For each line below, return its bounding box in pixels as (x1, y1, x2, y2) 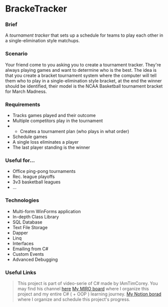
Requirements (5, 101, 41, 108)
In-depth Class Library (12, 214, 59, 220)
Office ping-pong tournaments (12, 168, 76, 174)
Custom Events (12, 251, 44, 257)
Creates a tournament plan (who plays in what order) (20, 129, 129, 135)
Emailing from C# (12, 246, 49, 252)
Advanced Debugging (12, 256, 58, 262)
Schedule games (12, 134, 48, 140)
